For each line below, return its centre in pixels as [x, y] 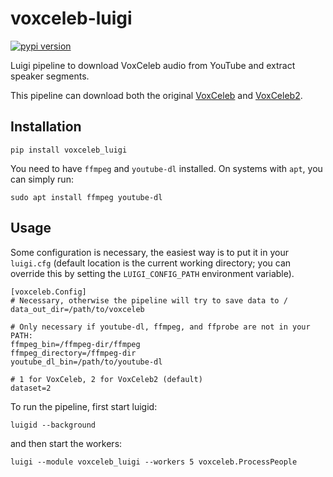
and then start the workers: [66, 443]
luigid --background [53, 425]
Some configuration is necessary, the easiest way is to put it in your [150, 252]
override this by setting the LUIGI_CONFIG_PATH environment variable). [152, 273]
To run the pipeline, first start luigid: [84, 406]
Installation [46, 127]
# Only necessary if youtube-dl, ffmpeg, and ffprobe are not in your [160, 327]
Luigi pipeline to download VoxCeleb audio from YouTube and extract [153, 65]
